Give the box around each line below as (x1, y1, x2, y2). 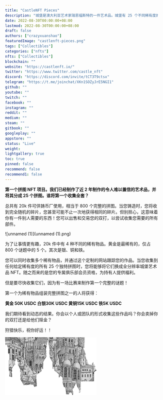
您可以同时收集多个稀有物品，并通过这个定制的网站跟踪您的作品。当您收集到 (5, 257, 158, 263)
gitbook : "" (5, 126, 29, 131)
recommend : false (5, 167, 40, 172)
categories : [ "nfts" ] (5, 49, 49, 53)
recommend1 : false (5, 172, 42, 177)
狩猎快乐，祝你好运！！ (5, 327, 52, 333)
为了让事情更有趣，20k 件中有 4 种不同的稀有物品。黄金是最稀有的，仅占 (5, 241, 151, 246)
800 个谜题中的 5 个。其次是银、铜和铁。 (5, 247, 87, 253)
